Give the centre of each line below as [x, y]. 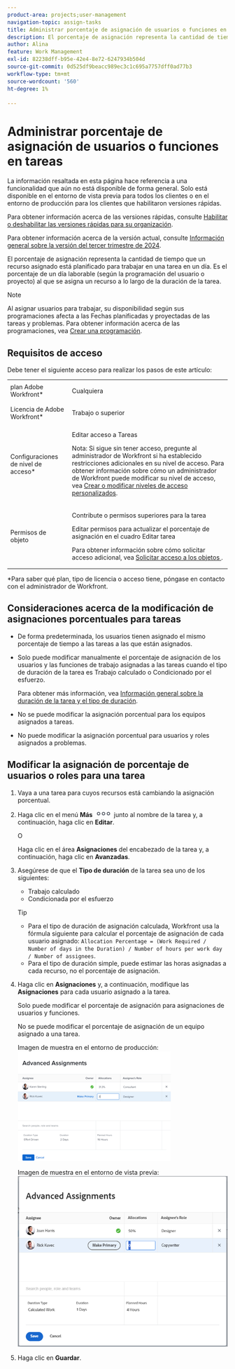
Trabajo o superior [98, 413]
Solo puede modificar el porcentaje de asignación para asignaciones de [121, 1005]
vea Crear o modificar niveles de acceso [130, 486]
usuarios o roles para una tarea [76, 776]
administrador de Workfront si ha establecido [137, 456]
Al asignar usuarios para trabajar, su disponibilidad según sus [96, 309]
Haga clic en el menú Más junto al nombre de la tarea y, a [110, 814]
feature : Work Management [45, 52]
